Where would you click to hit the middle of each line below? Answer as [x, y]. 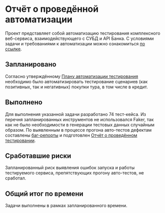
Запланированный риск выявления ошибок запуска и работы [70, 168]
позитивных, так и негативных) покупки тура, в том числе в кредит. [77, 87]
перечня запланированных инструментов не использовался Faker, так [80, 119]
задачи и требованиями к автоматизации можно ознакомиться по [75, 43]
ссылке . [14, 49]
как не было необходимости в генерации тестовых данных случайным [80, 125]
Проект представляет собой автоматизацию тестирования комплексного [83, 33]
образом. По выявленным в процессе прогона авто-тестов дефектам [78, 130]
